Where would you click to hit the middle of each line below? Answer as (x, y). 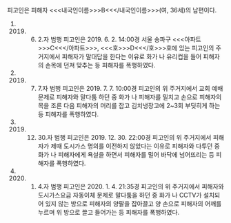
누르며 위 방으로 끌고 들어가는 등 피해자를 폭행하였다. (109, 212)
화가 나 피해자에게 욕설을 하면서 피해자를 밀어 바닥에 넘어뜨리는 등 (126, 155)
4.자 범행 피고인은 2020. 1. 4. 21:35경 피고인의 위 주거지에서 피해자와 (131, 187)
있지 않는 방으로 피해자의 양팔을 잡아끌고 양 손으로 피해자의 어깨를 (133, 204)
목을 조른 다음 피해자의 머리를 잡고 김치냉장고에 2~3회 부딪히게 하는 (129, 106)
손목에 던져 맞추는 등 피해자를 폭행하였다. (100, 65)
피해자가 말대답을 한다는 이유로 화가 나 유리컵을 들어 (132, 56)
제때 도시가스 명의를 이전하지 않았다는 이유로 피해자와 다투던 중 (135, 146)
